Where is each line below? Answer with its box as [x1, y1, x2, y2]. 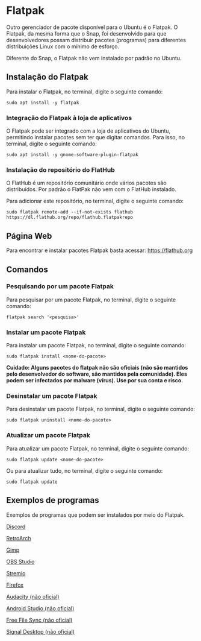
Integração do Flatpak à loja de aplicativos [6, 113, 132, 122]
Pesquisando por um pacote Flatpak [6, 282, 114, 291]
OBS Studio [6, 558, 35, 565]
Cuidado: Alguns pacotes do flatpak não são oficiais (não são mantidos [6, 364, 188, 371]
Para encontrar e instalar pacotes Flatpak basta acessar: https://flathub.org [6, 247, 193, 254]
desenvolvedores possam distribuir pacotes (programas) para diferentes [6, 36, 187, 43]
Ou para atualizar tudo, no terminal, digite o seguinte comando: [6, 467, 163, 474]
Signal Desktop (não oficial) [6, 628, 75, 635]
